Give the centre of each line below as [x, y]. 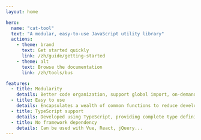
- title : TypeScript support [47, 111]
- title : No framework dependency [54, 122]
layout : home [22, 12]
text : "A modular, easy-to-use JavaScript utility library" [88, 34]
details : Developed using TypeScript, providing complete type [97, 117]
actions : [22, 39]
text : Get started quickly [55, 51]
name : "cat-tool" [33, 28]
